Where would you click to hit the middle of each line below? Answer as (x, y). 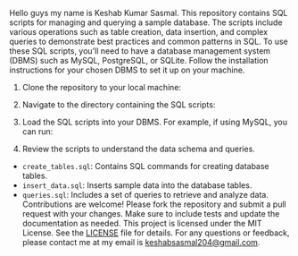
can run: (37, 132)
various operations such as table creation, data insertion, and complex (139, 32)
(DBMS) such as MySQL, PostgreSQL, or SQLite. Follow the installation (139, 60)
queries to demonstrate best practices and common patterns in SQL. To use (149, 41)
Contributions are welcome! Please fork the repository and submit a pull (154, 204)
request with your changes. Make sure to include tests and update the (151, 213)
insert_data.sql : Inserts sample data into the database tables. (137, 185)
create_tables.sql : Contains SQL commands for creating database (145, 166)
